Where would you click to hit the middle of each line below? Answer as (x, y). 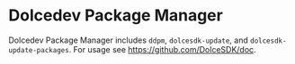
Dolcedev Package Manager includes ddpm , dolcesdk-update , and (129, 40)
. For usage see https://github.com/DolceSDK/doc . (163, 49)
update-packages (39, 50)
